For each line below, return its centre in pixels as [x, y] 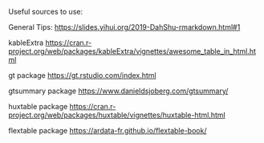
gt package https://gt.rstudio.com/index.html [82, 75]
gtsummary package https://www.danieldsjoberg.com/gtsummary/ [118, 91]
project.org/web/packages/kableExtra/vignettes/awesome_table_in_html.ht [132, 51]
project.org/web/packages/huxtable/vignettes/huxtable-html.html [117, 115]
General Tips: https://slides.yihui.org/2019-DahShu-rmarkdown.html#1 [124, 27]
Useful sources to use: [45, 12]
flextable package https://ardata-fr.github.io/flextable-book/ [108, 131]
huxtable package [38, 106]
